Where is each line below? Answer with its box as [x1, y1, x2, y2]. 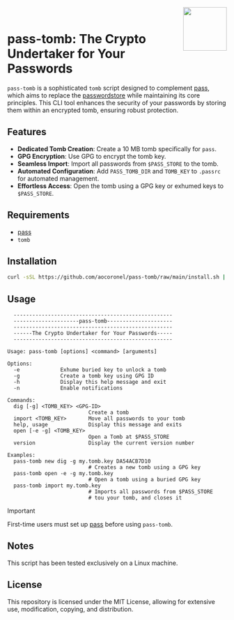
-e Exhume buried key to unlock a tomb [13, 366, 167, 373]
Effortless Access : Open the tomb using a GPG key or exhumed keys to [17, 181, 224, 190]
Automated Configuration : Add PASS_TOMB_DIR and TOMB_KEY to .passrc [17, 166, 221, 175]
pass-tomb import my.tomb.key [13, 482, 101, 490]
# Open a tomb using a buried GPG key [88, 476, 201, 483]
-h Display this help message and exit [13, 379, 167, 386]
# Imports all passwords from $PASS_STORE [88, 488, 214, 495]
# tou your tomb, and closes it [88, 495, 182, 502]
